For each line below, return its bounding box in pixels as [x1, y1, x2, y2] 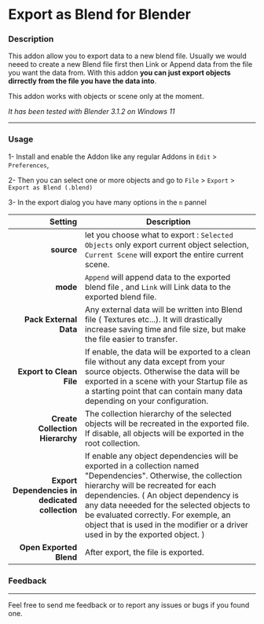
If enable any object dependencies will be [85, 450, 239, 461]
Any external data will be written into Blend [85, 304, 243, 315]
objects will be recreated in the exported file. [85, 418, 250, 429]
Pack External [24, 314, 78, 325]
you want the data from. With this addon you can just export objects [8, 68, 231, 78]
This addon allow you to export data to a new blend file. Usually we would [8, 51, 247, 61]
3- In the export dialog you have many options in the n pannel [8, 197, 207, 207]
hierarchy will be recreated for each [85, 479, 217, 490]
